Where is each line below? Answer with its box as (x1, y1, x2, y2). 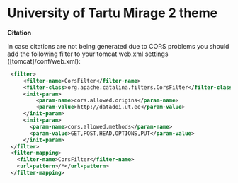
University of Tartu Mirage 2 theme (7, 5, 218, 21)
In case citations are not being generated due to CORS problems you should (7, 42, 229, 50)
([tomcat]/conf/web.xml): (7, 57, 81, 65)
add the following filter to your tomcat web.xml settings (7, 49, 169, 58)
